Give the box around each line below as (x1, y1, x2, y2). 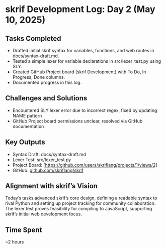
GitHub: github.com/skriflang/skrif (12, 167, 84, 173)
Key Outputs (5, 138, 45, 147)
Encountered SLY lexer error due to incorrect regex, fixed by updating (12, 107, 157, 113)
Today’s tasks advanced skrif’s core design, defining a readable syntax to (5, 195, 157, 201)
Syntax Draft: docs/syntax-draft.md (12, 151, 87, 157)
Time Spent (5, 225, 42, 234)
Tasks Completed (5, 34, 61, 43)
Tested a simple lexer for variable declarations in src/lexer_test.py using (12, 58, 161, 64)
